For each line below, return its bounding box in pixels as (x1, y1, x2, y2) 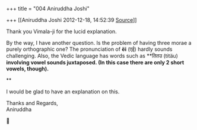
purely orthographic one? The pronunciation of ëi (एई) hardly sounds (6, 45, 173, 53)
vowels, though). (6, 65, 49, 72)
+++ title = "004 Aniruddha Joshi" (6, 5, 90, 12)
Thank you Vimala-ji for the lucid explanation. (6, 28, 117, 35)
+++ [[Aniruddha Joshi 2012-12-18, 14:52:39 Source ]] (6, 17, 137, 23)
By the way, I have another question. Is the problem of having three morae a (6, 40, 192, 46)
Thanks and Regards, (6, 100, 58, 106)
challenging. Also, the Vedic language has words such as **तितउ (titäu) (6, 53, 178, 59)
